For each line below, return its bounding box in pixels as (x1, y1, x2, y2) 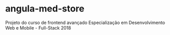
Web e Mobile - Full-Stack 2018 (5, 24, 71, 30)
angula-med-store (5, 3, 85, 14)
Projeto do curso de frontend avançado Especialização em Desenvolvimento (5, 19, 165, 25)
